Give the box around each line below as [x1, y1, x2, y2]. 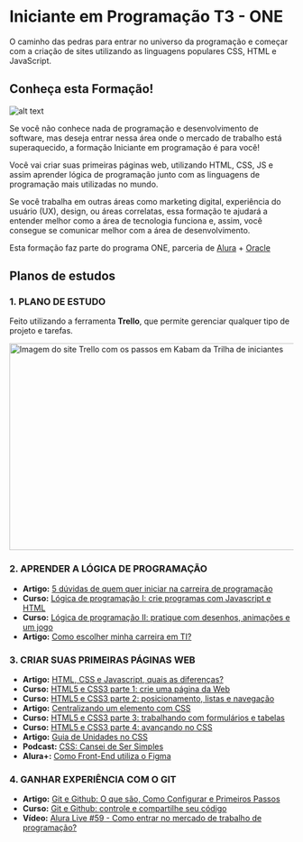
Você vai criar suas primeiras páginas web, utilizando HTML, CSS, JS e [9, 160, 273, 170]
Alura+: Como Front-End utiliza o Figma [22, 751, 171, 762]
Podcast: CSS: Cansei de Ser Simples [22, 741, 164, 752]
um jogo [22, 621, 54, 632]
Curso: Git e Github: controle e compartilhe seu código [22, 803, 227, 814]
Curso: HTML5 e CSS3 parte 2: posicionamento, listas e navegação [22, 693, 275, 704]
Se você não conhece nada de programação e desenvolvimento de [9, 123, 259, 133]
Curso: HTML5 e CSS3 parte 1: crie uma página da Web [22, 683, 231, 695]
